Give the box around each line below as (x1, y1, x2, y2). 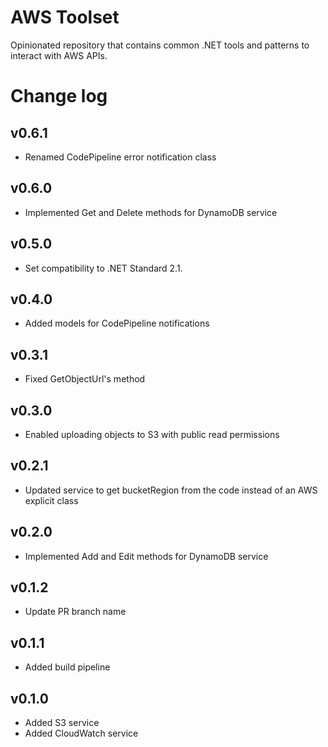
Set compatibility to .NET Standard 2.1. (24, 262, 183, 274)
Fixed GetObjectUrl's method (24, 373, 146, 385)
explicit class (24, 494, 79, 506)
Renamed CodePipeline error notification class (24, 151, 217, 163)
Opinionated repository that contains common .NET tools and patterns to (10, 39, 310, 51)
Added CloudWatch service (24, 727, 139, 740)
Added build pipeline (24, 661, 111, 673)
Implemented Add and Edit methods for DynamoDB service (24, 550, 269, 562)
